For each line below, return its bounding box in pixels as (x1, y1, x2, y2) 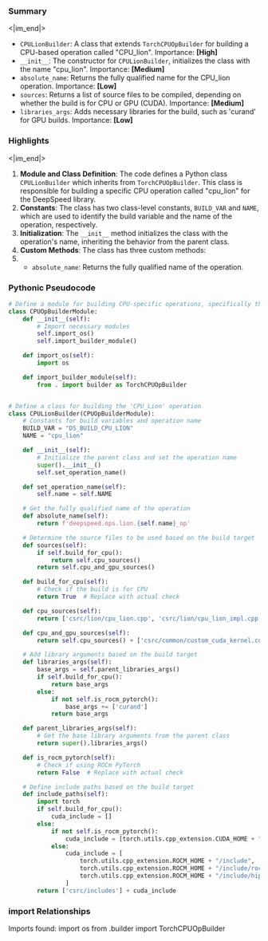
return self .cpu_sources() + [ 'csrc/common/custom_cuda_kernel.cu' (37, 636, 266, 644)
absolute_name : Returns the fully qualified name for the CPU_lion (19, 73, 231, 83)
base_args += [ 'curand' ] (65, 703, 148, 711)
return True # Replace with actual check (37, 593, 180, 601)
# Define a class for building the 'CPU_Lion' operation (8, 402, 202, 410)
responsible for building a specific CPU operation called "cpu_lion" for (19, 186, 250, 195)
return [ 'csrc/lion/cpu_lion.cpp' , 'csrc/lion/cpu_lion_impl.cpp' (37, 614, 262, 623)
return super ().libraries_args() (37, 739, 148, 747)
